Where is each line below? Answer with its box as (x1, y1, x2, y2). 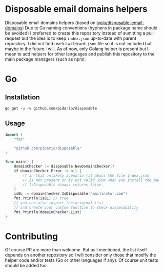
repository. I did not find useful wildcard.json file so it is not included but (5, 40, 152, 46)
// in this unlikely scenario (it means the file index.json (22, 173, 150, 178)
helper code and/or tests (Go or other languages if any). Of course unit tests (5, 257, 159, 263)
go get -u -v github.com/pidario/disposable (5, 106, 97, 111)
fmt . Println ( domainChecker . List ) (14, 210, 82, 215)
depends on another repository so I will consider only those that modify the (5, 252, 156, 258)
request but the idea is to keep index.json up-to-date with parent (5, 35, 137, 41)
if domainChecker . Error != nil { (14, 168, 82, 173)
